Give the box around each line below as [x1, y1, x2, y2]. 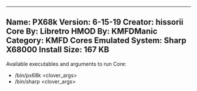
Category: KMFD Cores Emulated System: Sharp [6, 36, 186, 46]
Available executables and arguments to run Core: [6, 60, 127, 68]
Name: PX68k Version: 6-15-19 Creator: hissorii [6, 17, 184, 27]
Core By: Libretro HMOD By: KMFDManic [6, 26, 158, 36]
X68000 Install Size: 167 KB [6, 45, 110, 55]
